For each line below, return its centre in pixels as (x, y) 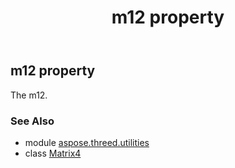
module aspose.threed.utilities (87, 142)
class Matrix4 (53, 153)
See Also (32, 121)
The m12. (29, 95)
